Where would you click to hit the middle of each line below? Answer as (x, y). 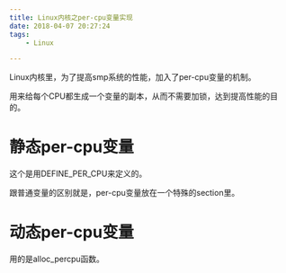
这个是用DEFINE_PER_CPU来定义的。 (78, 174)
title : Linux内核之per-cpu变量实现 (71, 18)
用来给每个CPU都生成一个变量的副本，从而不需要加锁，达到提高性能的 (140, 96)
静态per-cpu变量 (72, 147)
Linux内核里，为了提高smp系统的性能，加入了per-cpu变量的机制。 (133, 77)
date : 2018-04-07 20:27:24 (60, 26)
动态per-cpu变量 (72, 232)
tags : (19, 34)
